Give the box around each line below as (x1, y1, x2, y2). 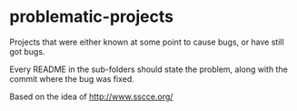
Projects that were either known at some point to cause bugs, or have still (9, 36, 284, 47)
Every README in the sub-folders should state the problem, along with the (9, 64, 288, 75)
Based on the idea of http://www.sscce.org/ (9, 91, 173, 102)
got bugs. (9, 45, 45, 56)
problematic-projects (9, 6, 174, 27)
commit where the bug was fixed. (9, 73, 134, 84)
